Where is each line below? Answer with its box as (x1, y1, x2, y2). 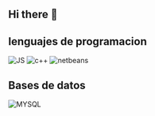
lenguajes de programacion (8, 35, 147, 48)
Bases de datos (8, 78, 86, 92)
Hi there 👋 (8, 8, 58, 21)
